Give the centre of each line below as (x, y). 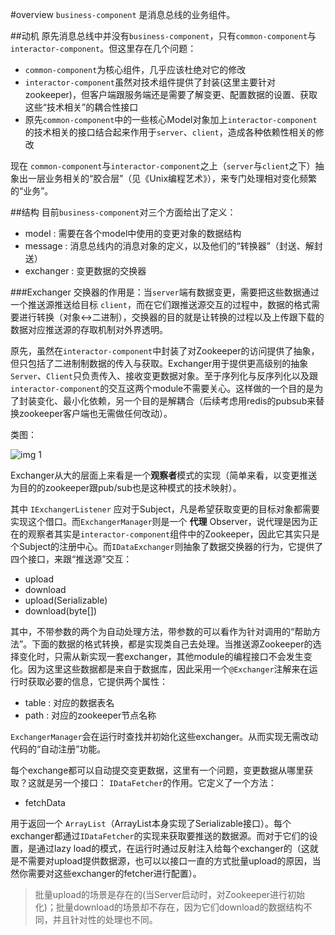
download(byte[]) (60, 611)
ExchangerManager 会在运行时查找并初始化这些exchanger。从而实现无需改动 (164, 736)
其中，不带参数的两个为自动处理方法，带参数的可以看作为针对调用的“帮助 (161, 631)
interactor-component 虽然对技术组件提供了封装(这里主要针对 (150, 82)
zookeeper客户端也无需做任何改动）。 (95, 413)
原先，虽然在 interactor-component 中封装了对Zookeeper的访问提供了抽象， (165, 351)
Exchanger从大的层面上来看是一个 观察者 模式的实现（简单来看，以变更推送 (164, 475)
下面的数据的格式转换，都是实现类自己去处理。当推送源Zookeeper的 (172, 644)
